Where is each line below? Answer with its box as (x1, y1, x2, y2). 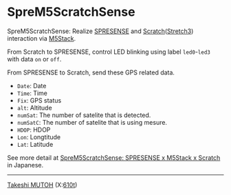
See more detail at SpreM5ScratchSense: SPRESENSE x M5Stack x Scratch (7, 153, 221, 162)
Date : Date (16, 81, 47, 90)
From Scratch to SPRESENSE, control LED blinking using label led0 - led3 (7, 48, 211, 56)
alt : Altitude (16, 103, 53, 112)
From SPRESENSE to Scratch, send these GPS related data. (7, 68, 175, 76)
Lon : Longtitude (16, 132, 60, 141)
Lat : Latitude (16, 140, 54, 148)
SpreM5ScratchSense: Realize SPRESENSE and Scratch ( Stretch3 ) (7, 27, 194, 35)
